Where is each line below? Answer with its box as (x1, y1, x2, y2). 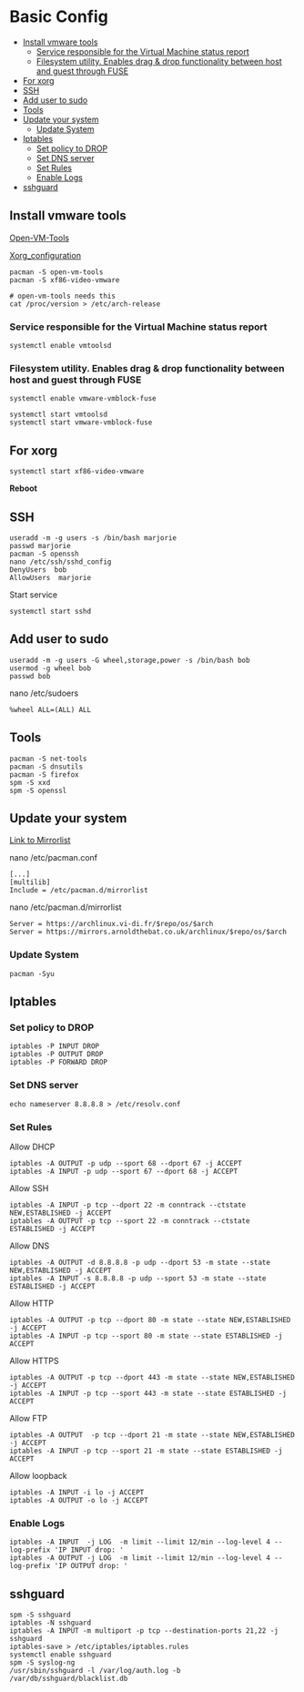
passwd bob (9, 671, 51, 680)
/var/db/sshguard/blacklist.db (9, 1674, 128, 1684)
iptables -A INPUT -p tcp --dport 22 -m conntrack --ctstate (9, 1200, 247, 1209)
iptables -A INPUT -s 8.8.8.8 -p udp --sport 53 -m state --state (9, 1273, 267, 1283)
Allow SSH (9, 1182, 49, 1194)
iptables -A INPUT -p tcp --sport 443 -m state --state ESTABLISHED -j (9, 1389, 287, 1398)
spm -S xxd (9, 778, 51, 787)
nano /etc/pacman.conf (9, 852, 98, 863)
